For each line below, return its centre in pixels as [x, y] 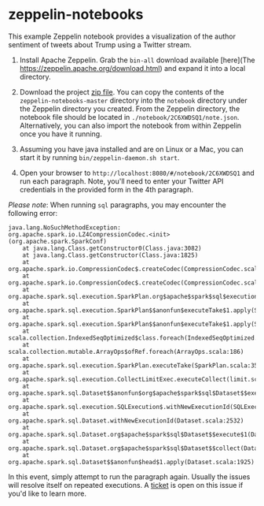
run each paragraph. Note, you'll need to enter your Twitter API [121, 181]
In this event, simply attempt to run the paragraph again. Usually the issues [129, 476]
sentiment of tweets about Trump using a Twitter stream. [100, 44]
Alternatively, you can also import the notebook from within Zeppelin [130, 125]
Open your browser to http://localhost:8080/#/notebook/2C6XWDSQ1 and [137, 173]
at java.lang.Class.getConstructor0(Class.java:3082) [112, 248]
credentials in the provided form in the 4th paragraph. [106, 189]
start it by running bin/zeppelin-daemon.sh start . [99, 157]
